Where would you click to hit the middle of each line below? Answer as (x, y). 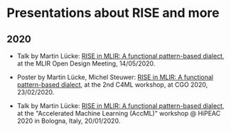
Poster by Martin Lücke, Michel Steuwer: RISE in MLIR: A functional (115, 77)
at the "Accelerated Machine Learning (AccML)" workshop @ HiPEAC (119, 113)
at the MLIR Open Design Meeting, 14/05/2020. (86, 64)
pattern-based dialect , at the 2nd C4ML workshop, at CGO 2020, (112, 85)
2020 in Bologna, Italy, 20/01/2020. (69, 121)
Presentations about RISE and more (113, 13)
